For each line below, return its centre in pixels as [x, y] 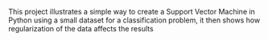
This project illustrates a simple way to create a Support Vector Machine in [132, 12]
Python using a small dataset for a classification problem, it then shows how [134, 20]
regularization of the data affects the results [81, 29]
